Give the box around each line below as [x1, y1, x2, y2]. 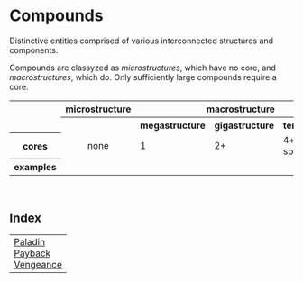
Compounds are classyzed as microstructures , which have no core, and [9, 62, 277, 73]
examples [14, 161, 57, 174]
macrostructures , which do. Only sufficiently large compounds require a [9, 71, 277, 82]
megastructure [139, 119, 206, 132]
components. [9, 44, 59, 55]
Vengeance [14, 259, 63, 271]
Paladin [14, 236, 46, 249]
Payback [14, 247, 51, 259]
